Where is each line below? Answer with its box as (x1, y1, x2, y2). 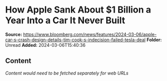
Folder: (146, 37, 162, 43)
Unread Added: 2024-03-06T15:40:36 (5, 42, 86, 48)
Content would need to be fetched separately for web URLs (5, 70, 129, 76)
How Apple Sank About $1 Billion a (5, 4, 151, 16)
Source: (5, 31, 23, 37)
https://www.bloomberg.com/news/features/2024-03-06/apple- (23, 31, 157, 37)
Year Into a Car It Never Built (5, 15, 126, 26)
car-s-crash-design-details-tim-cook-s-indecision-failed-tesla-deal (5, 37, 146, 43)
